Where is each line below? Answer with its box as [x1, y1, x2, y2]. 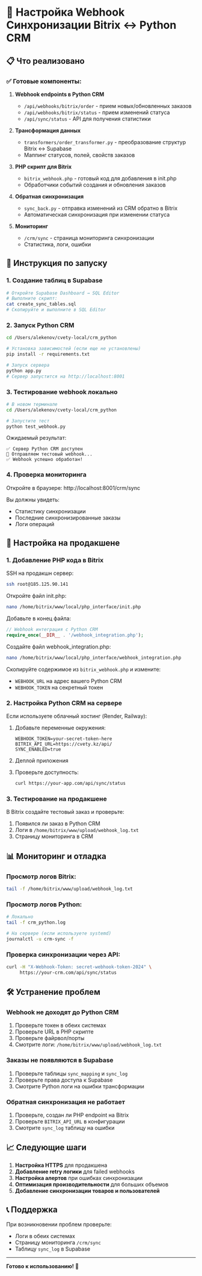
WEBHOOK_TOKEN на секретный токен [14, 684, 103, 691]
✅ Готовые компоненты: [6, 77, 82, 85]
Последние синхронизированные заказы [14, 514, 121, 521]
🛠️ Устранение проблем [6, 987, 100, 997]
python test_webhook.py [6, 424, 66, 430]
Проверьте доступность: [14, 769, 79, 776]
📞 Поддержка [6, 1205, 58, 1215]
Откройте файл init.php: [6, 592, 67, 600]
